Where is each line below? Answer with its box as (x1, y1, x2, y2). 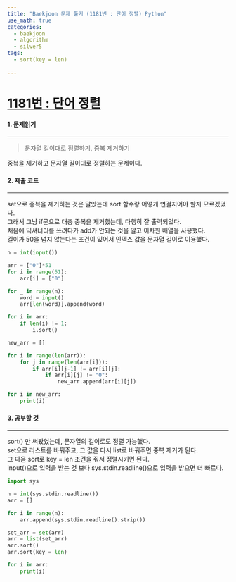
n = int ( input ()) (7, 249, 58, 256)
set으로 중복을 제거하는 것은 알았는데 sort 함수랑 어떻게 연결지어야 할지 (7, 200, 202, 209)
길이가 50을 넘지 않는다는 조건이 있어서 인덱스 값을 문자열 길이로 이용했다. (7, 235, 209, 244)
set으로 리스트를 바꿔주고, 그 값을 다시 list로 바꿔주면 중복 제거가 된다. (7, 446, 199, 454)
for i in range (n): (7, 509, 65, 516)
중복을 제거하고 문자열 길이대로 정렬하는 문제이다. (7, 159, 143, 168)
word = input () (20, 294, 65, 302)
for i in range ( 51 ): (7, 268, 68, 275)
